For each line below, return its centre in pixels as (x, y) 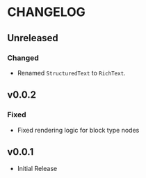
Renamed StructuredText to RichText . (72, 73)
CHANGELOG (46, 12)
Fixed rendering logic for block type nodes (78, 130)
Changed (23, 58)
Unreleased (33, 38)
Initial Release (37, 169)
